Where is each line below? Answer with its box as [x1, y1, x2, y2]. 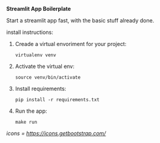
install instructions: [6, 28, 53, 36]
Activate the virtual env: [15, 63, 75, 70]
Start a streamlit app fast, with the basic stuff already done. [6, 17, 155, 24]
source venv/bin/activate [15, 75, 81, 81]
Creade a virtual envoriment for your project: [15, 41, 127, 47]
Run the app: [15, 107, 47, 115]
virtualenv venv [15, 52, 56, 58]
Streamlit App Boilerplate [6, 5, 72, 12]
